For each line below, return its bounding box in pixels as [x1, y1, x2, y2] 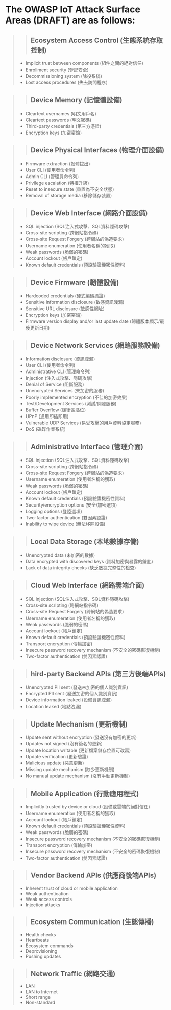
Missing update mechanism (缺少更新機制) [25, 766, 115, 773]
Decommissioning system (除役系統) [25, 73, 102, 79]
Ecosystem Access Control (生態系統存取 [30, 36, 163, 45]
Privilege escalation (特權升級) [25, 180, 89, 186]
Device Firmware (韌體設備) [30, 278, 119, 287]
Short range [25, 994, 51, 1000]
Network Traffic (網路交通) [30, 969, 116, 978]
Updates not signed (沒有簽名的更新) [25, 741, 103, 747]
